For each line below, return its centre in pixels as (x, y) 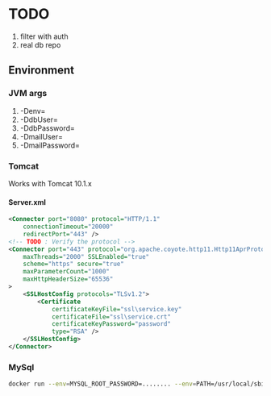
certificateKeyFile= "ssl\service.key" (117, 309)
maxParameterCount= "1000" (67, 272)
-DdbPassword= (47, 128)
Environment (42, 71)
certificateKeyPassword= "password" (111, 324)
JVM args (28, 94)
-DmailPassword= (50, 145)
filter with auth (44, 36)
